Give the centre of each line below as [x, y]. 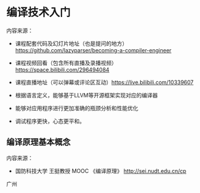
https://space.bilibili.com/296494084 [62, 69]
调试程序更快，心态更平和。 [50, 121]
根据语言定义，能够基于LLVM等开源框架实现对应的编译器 [86, 95]
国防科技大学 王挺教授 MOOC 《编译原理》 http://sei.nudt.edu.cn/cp [101, 170]
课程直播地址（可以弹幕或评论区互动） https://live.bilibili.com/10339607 [104, 82]
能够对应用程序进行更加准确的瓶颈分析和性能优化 [77, 108]
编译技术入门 [39, 12]
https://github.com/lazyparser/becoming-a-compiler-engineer [93, 50]
